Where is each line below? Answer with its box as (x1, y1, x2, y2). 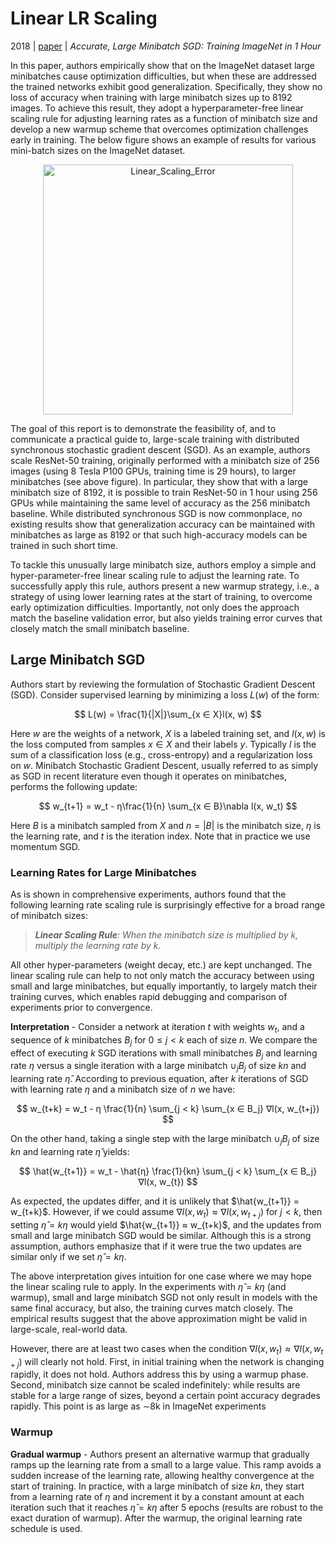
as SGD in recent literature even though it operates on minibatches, (10, 770, 288, 782)
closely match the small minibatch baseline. (10, 622, 190, 634)
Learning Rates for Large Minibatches (10, 865, 197, 879)
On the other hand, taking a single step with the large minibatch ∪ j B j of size (10, 1133, 320, 1147)
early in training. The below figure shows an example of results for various (10, 133, 317, 146)
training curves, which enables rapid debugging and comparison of (10, 991, 288, 1003)
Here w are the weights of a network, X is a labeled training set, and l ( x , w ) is (10, 727, 326, 739)
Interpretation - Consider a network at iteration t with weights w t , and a (10, 1021, 305, 1035)
